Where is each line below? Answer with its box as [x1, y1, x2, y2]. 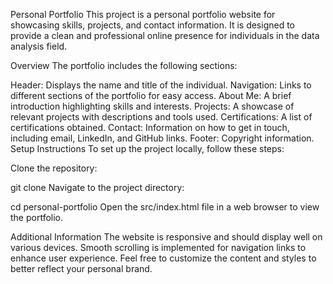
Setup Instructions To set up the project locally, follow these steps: [10, 143, 285, 154]
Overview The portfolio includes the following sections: [10, 60, 238, 71]
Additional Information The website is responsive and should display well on [10, 231, 323, 243]
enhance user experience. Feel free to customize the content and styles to [10, 252, 317, 264]
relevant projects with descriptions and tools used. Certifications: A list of [10, 111, 313, 123]
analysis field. [10, 40, 68, 52]
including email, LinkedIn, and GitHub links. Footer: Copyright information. [10, 132, 315, 144]
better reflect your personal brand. [10, 263, 153, 274]
